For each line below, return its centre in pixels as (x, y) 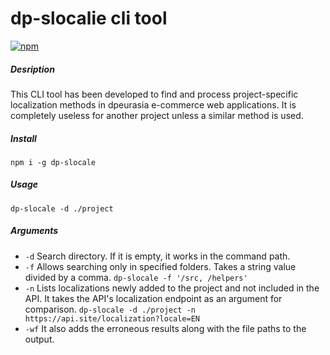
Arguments (34, 231)
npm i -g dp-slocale (53, 162)
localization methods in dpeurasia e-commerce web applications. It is (153, 104)
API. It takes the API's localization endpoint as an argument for (153, 298)
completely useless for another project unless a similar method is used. (157, 115)
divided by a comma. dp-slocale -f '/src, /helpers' (136, 277)
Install (23, 138)
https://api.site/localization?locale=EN (112, 318)
